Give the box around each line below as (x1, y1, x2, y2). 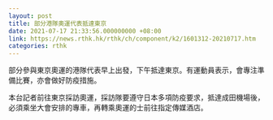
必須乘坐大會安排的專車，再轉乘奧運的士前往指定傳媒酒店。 (8, 103, 208, 113)
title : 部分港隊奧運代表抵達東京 (8, 19, 107, 28)
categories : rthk (8, 42, 67, 50)
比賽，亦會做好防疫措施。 (15, 75, 102, 85)
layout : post (8, 11, 53, 20)
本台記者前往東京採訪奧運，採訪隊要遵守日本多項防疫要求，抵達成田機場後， (8, 92, 265, 102)
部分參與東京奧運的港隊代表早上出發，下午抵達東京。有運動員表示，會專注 (8, 66, 258, 75)
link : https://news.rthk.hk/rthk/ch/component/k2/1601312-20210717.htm (8, 34, 256, 43)
